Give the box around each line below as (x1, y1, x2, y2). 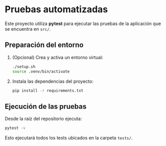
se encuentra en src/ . (5, 26, 51, 32)
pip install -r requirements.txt (12, 88, 84, 93)
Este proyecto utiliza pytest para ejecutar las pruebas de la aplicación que (5, 20, 161, 27)
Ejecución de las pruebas (5, 102, 87, 111)
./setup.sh (12, 64, 36, 69)
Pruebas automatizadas (5, 4, 108, 15)
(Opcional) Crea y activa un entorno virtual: (12, 54, 103, 60)
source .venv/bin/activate (12, 69, 70, 74)
